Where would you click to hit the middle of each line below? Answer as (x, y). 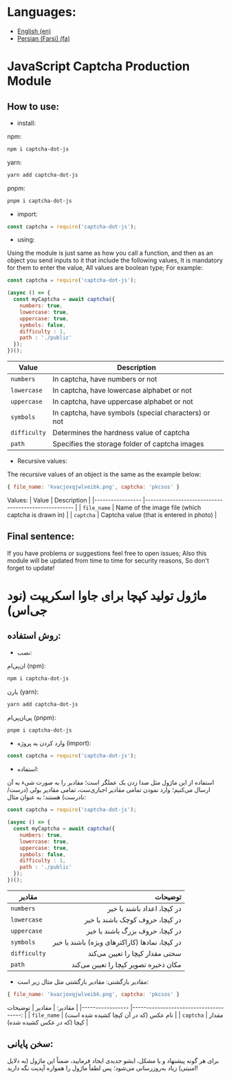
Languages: (42, 12)
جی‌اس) (27, 610)
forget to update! (31, 567)
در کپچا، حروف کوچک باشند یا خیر (133, 920)
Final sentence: (41, 537)
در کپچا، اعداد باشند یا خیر (145, 908)
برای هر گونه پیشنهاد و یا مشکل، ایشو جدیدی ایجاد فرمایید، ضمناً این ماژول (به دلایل (113, 1060)
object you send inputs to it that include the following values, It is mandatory (115, 260)
